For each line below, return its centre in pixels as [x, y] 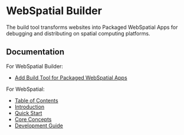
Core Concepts [33, 119]
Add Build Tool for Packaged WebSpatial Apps [71, 77]
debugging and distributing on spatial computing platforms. [78, 33]
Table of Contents [36, 100]
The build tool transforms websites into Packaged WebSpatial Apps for [92, 27]
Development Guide [39, 126]
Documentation [35, 52]
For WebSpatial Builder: [35, 66]
